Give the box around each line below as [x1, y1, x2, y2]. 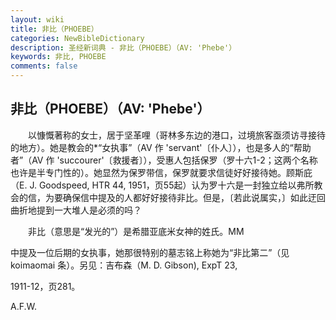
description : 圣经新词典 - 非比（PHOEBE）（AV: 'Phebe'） [10, 42, 237, 53]
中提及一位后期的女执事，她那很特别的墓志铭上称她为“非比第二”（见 [10, 246, 290, 258]
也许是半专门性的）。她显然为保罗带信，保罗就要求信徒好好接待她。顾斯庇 [10, 166, 313, 178]
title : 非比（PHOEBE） [10, 24, 99, 34]
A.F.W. [10, 300, 37, 312]
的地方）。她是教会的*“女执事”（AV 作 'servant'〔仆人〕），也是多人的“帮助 [10, 141, 312, 153]
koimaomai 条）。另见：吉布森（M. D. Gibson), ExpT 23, [10, 259, 238, 271]
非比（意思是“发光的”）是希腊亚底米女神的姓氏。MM [27, 225, 245, 237]
